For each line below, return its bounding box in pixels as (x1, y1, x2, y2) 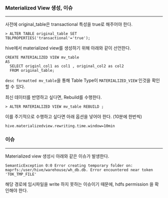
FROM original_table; (9, 68, 55, 73)
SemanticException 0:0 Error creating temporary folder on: (5, 163, 133, 168)
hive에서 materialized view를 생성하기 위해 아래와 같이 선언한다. (5, 45, 131, 51)
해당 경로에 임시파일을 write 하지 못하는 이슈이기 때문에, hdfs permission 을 (5, 181, 154, 187)
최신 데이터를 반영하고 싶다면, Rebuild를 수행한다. (5, 94, 102, 100)
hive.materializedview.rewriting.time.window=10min (5, 124, 115, 129)
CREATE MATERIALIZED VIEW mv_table (5, 55, 79, 60)
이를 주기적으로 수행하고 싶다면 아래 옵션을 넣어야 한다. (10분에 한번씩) (5, 114, 142, 120)
